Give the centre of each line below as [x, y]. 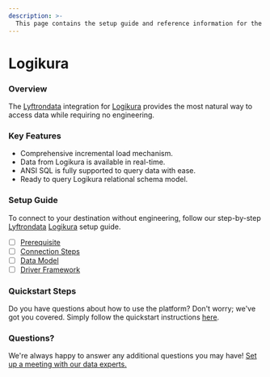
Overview [28, 88]
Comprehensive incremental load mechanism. [97, 154]
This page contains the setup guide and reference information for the [139, 23]
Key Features [35, 136]
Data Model [39, 261]
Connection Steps [50, 251]
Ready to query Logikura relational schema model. [104, 180]
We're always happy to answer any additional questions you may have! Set [133, 356]
